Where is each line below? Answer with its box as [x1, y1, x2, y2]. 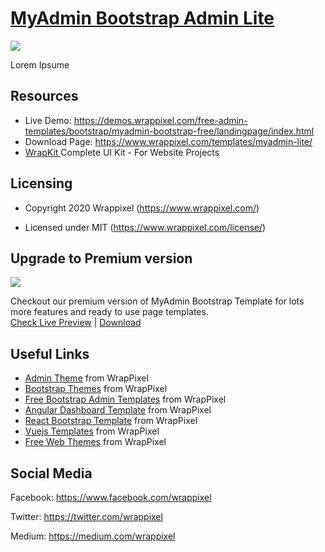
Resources [10, 88, 79, 105]
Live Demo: [24, 114, 72, 126]
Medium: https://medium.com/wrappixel [10, 530, 176, 542]
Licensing [10, 175, 73, 192]
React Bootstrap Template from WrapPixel [24, 415, 198, 427]
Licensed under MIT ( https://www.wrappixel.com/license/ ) [24, 221, 267, 233]
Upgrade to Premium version [10, 250, 193, 267]
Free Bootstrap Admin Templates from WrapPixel [24, 393, 227, 406]
